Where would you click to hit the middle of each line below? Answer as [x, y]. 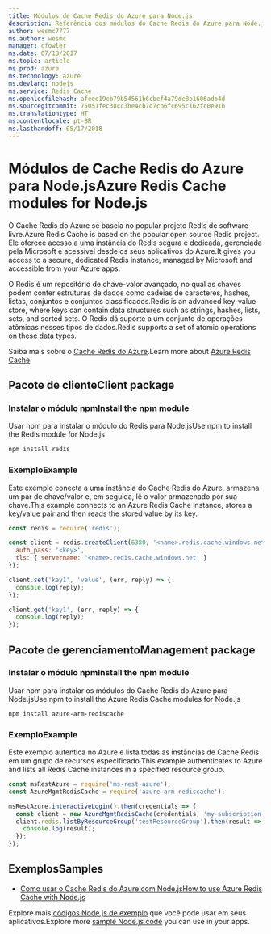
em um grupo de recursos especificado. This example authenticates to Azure [135, 761]
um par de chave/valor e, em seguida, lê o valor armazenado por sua [123, 496]
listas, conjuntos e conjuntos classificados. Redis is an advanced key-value [132, 301]
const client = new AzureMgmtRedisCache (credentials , [108, 814]
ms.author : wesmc [38, 38]
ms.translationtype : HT [48, 114]
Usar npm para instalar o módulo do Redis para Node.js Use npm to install [130, 426]
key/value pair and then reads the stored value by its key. [103, 513]
